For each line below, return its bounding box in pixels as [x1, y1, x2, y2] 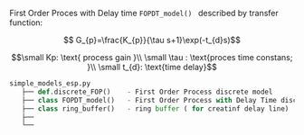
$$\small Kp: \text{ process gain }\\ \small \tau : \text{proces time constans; [11, 52, 293, 62]
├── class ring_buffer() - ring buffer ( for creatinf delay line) [21, 103, 290, 113]
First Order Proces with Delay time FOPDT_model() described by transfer [9, 8, 279, 18]
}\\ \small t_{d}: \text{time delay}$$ [87, 62, 217, 72]
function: [9, 17, 43, 28]
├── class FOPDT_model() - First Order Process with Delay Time [21, 95, 278, 104]
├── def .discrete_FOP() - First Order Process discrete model [21, 87, 273, 96]
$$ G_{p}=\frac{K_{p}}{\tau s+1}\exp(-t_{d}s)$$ [62, 35, 242, 45]
